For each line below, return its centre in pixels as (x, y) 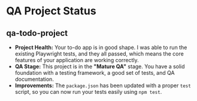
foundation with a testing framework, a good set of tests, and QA (95, 73)
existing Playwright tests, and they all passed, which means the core (99, 54)
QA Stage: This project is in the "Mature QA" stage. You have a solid (100, 66)
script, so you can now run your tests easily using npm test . (88, 92)
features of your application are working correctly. (77, 60)
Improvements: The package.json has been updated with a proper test (103, 85)
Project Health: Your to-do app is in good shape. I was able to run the (101, 47)
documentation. (34, 79)
